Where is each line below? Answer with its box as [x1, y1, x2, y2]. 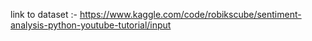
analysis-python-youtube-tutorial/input [10, 19, 172, 31]
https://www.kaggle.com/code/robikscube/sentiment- [79, 9, 302, 20]
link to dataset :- [10, 9, 78, 20]
